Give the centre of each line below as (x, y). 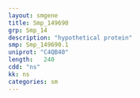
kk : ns (19, 74)
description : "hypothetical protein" (70, 38)
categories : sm (33, 81)
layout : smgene (33, 15)
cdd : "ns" (25, 67)
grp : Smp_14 (28, 30)
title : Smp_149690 (38, 23)
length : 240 (32, 60)
